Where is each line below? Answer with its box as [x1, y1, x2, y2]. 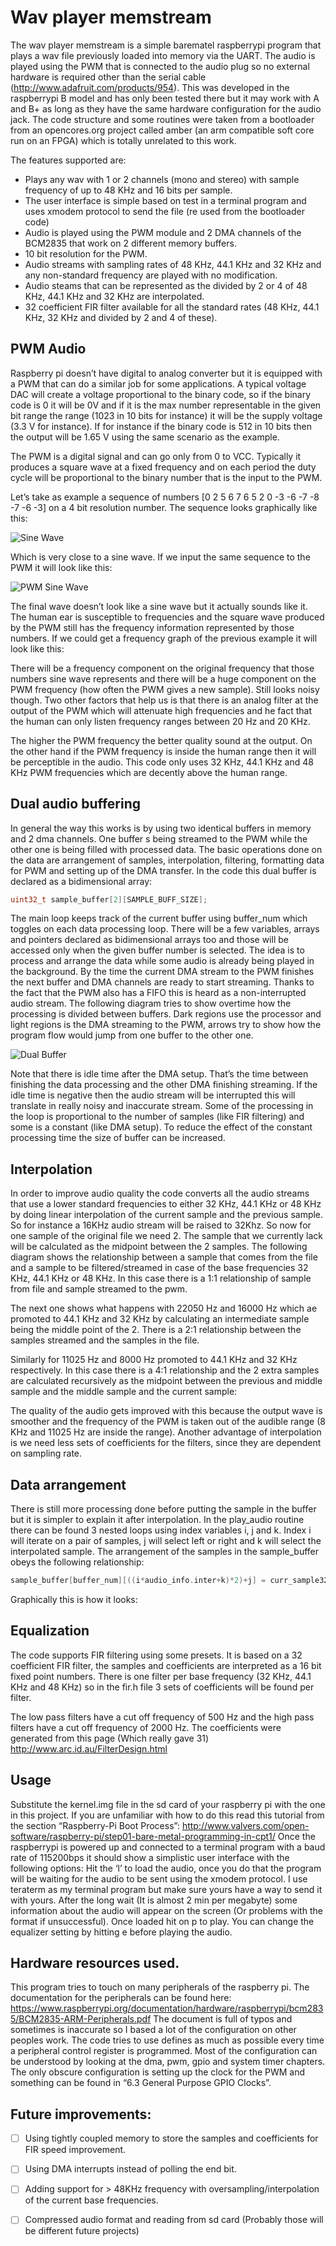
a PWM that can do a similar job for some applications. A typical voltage [10, 377, 307, 390]
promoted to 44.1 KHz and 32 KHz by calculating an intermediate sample [10, 1313, 310, 1325]
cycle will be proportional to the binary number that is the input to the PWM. [10, 471, 323, 483]
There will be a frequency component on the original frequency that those [10, 662, 315, 674]
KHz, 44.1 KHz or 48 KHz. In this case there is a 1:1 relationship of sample [10, 1272, 312, 1285]
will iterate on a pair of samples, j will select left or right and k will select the [10, 1535, 322, 1547]
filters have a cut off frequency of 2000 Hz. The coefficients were [10, 1721, 282, 1733]
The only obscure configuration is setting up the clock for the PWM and [10, 2066, 306, 2078]
